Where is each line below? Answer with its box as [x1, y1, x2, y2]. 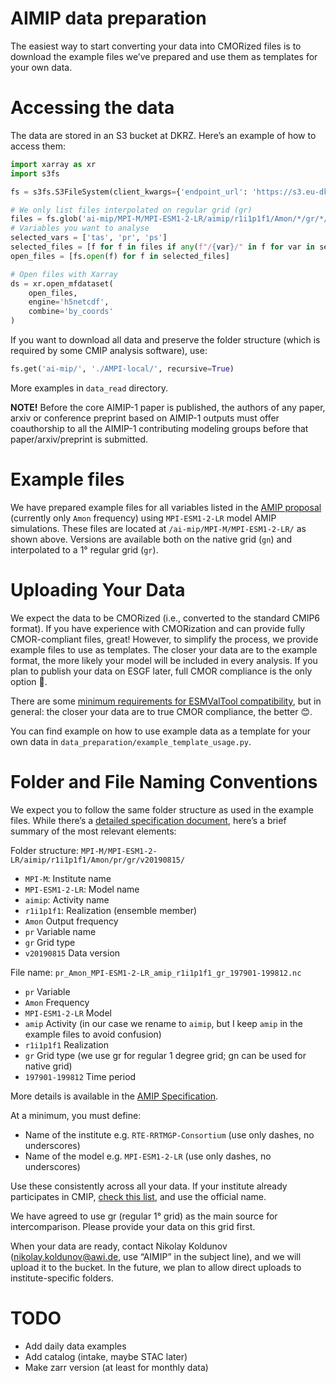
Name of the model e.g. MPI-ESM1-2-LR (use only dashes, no [24, 1150, 272, 1162]
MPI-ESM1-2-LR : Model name [24, 883, 140, 895]
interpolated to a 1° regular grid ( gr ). [10, 543, 159, 556]
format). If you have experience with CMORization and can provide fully [10, 622, 306, 634]
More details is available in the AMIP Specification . [10, 1090, 219, 1102]
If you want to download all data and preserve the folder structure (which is [10, 334, 321, 346]
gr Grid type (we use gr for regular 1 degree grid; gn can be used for [24, 1049, 307, 1061]
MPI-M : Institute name [24, 872, 112, 884]
